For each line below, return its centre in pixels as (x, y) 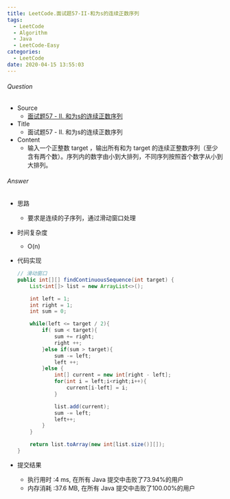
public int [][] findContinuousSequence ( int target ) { (96, 280)
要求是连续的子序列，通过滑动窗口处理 (81, 218)
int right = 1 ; (51, 305)
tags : (15, 20)
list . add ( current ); (82, 406)
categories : (24, 52)
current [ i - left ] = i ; (97, 388)
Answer (18, 181)
